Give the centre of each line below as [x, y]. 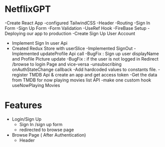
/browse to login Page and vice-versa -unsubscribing [67, 64]
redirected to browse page [47, 130]
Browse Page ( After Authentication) [49, 135]
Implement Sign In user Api [40, 43]
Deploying [15, 33]
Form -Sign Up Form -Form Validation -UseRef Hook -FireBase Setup [76, 28]
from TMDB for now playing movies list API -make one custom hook [82, 80]
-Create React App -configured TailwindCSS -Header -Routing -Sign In [78, 23]
